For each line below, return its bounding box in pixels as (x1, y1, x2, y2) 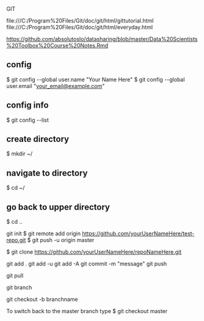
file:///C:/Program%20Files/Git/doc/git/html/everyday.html (6, 24, 153, 31)
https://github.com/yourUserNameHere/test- (82, 230, 195, 237)
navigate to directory (6, 168, 88, 178)
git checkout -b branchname (6, 296, 78, 303)
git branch (6, 284, 32, 291)
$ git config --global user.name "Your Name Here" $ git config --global (6, 76, 185, 83)
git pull (6, 272, 24, 279)
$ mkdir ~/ (6, 150, 33, 158)
